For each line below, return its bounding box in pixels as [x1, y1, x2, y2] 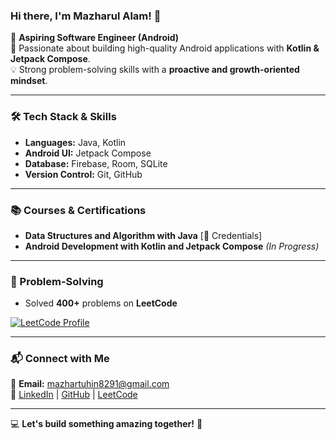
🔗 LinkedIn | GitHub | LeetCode [10, 389, 138, 401]
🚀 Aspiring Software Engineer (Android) [10, 32, 180, 44]
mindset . [10, 75, 48, 87]
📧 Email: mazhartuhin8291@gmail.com [10, 378, 170, 390]
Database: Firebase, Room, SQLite [24, 157, 168, 169]
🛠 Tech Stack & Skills [10, 110, 117, 124]
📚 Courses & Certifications [10, 203, 147, 217]
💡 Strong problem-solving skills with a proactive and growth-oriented [10, 64, 300, 76]
